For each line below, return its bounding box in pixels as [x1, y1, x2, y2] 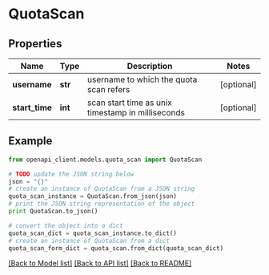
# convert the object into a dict [8, 221, 124, 229]
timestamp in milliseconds [86, 107, 186, 118]
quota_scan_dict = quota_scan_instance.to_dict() [8, 229, 178, 237]
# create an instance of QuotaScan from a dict [8, 237, 171, 245]
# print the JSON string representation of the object [8, 200, 195, 208]
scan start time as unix [86, 97, 172, 108]
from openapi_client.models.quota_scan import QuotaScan [8, 156, 203, 164]
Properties [8, 37, 62, 51]
